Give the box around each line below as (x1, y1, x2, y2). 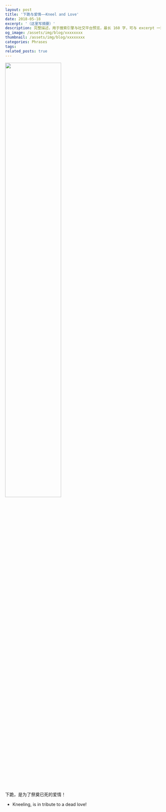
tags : (5, 44, 16, 49)
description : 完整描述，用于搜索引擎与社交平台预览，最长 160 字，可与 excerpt (5, 26, 155, 31)
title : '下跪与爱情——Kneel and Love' (5, 12, 79, 17)
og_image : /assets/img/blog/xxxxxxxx (5, 30, 83, 35)
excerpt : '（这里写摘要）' (5, 21, 56, 26)
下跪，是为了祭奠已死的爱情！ (5, 791, 66, 797)
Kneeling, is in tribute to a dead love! (12, 801, 87, 807)
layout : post (5, 7, 32, 12)
